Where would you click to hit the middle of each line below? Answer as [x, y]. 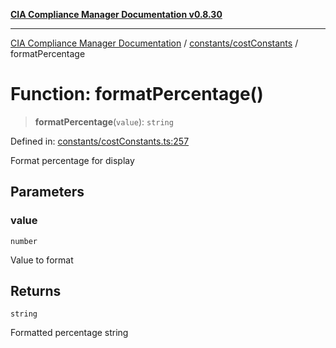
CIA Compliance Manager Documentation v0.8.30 [116, 14]
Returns [36, 291]
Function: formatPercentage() [137, 94]
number [24, 241]
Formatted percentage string [69, 333]
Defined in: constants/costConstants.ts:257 [100, 141]
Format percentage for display [72, 160]
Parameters [47, 192]
